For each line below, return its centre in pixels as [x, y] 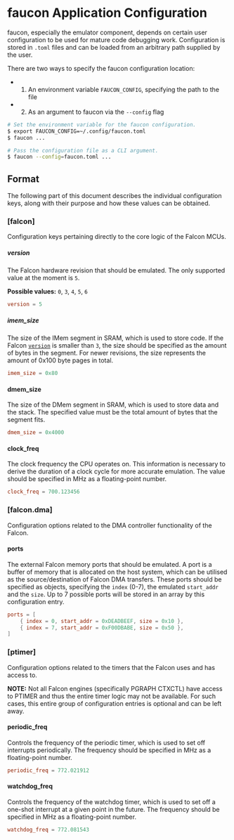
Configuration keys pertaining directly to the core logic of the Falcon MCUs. [117, 237]
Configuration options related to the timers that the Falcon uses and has [111, 667]
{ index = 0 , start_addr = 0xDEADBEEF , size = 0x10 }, [102, 621]
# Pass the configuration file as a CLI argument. [83, 150]
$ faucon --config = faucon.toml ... [59, 157]
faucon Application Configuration [107, 13]
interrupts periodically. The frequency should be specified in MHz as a [109, 750]
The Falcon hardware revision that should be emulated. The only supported [116, 270]
